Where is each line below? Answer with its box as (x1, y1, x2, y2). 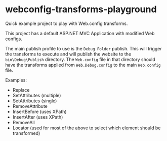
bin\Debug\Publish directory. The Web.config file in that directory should (5, 56, 155, 62)
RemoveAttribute (12, 103, 48, 109)
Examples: (5, 77, 27, 83)
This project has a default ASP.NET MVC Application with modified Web (5, 30, 155, 36)
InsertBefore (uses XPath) (12, 108, 67, 115)
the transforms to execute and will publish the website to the (5, 51, 132, 57)
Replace (12, 87, 30, 93)
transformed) (12, 130, 40, 136)
